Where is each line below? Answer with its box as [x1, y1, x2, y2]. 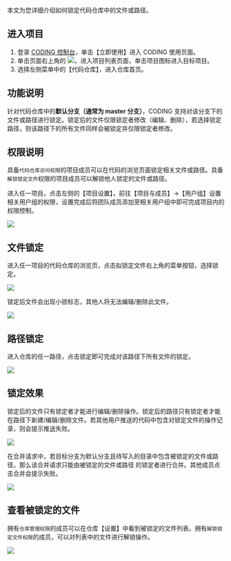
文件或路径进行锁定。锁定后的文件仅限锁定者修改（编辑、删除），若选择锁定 [7, 115, 222, 124]
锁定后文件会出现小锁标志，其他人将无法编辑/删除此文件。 [7, 298, 173, 306]
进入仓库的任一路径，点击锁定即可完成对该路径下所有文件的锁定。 [7, 352, 194, 361]
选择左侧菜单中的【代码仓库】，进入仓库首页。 [17, 65, 148, 73]
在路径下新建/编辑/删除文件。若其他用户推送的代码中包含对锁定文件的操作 [7, 415, 217, 424]
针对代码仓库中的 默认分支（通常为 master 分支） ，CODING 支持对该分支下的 [7, 106, 223, 115]
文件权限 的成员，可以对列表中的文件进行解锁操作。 [12, 533, 154, 541]
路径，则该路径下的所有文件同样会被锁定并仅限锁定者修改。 [7, 124, 177, 133]
